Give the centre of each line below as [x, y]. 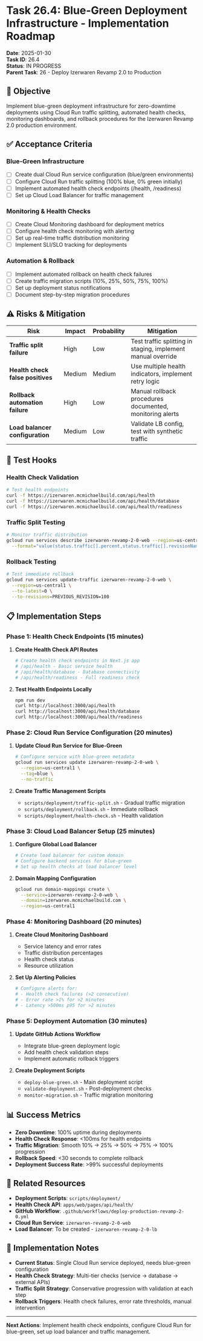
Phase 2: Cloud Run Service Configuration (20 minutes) [89, 732]
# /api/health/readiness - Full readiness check [77, 677]
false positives [31, 377]
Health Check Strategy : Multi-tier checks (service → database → [96, 1275]
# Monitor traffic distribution [47, 535]
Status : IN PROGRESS [34, 66]
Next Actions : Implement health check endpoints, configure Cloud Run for [99, 1325]
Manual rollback [153, 391]
